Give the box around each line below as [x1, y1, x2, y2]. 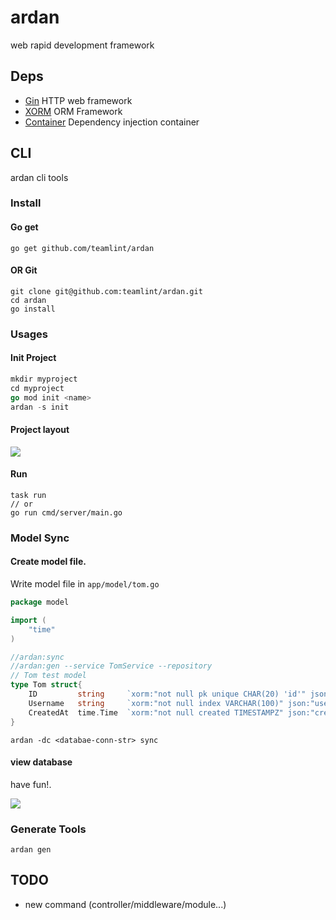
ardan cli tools [10, 171, 69, 183]
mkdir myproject [10, 374, 78, 385]
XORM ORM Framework [24, 105, 123, 117]
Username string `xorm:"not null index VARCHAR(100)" [28, 698, 284, 708]
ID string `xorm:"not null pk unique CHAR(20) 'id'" [28, 689, 307, 700]
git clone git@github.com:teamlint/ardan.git [10, 286, 203, 296]
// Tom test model [10, 671, 87, 681]
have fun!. [10, 778, 52, 790]
